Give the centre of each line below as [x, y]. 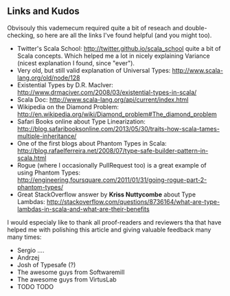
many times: [24, 237]
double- [196, 27]
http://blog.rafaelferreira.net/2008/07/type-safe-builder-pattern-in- [113, 150]
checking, [21, 35]
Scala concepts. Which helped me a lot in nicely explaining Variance [114, 56]
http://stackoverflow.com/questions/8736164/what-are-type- [134, 201]
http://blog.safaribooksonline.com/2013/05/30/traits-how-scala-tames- [118, 128]
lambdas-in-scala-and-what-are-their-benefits [83, 209]
